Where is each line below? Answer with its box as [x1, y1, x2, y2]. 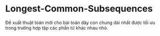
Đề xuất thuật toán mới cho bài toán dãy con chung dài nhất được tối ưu [5, 19, 155, 25]
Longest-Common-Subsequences [5, 3, 153, 14]
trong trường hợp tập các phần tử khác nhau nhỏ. [5, 24, 108, 30]
